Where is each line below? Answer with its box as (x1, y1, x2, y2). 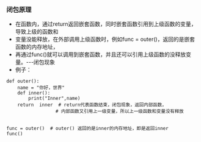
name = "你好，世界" (17, 85, 65, 91)
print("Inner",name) (28, 96, 81, 102)
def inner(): (17, 90, 51, 96)
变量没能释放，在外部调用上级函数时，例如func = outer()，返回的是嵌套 (15, 35, 196, 43)
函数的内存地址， (15, 43, 59, 51)
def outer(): (6, 78, 40, 85)
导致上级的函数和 (15, 28, 59, 35)
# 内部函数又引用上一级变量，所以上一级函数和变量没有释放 (55, 108, 185, 115)
